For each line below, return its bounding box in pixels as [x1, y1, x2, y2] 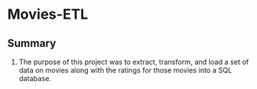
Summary [7, 37, 57, 50]
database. [18, 74, 52, 83]
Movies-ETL [7, 5, 89, 23]
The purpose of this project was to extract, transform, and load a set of [18, 57, 249, 66]
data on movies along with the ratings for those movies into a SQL [18, 66, 233, 75]
